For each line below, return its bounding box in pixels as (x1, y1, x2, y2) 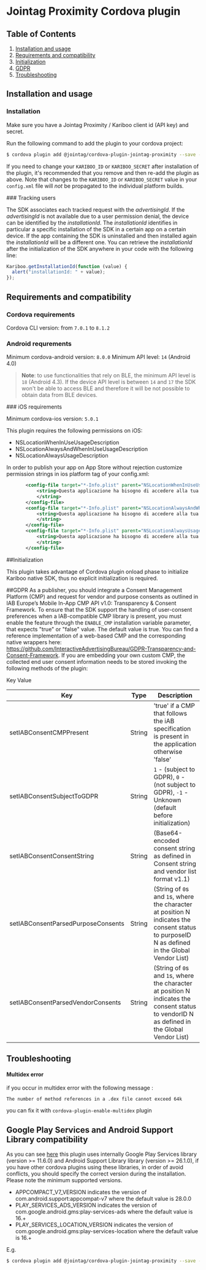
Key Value (6, 676, 32, 683)
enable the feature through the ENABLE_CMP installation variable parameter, (6, 618, 192, 626)
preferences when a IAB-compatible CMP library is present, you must (6, 612, 182, 620)
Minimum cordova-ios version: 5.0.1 (6, 415, 99, 423)
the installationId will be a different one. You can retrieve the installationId (6, 238, 193, 246)
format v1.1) (153, 874, 190, 883)
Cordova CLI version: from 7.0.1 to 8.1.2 (6, 324, 110, 331)
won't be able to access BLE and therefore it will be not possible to (21, 385, 190, 392)
